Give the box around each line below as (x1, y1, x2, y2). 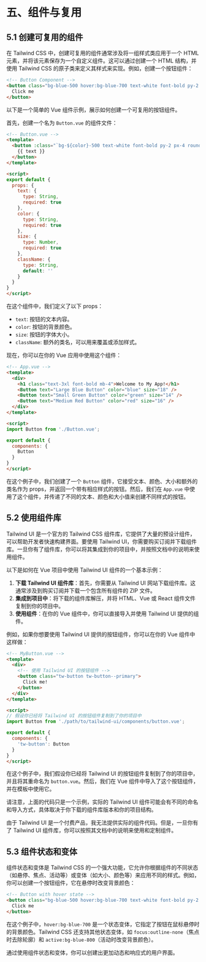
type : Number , (22, 239, 59, 245)
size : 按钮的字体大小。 (15, 331, 73, 338)
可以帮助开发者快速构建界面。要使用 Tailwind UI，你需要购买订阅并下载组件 (6, 537, 197, 545)
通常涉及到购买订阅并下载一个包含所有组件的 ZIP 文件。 (15, 587, 156, 594)
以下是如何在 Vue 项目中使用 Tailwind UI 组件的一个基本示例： (6, 566, 164, 574)
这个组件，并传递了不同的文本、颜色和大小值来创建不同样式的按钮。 (17, 493, 189, 500)
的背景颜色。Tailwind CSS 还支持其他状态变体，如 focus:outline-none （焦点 (6, 928, 200, 936)
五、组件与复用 (6, 6, 82, 20)
